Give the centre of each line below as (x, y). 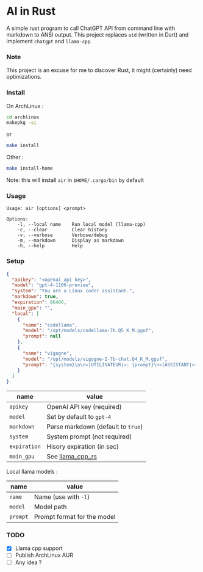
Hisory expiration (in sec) (83, 447)
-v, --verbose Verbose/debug (62, 235)
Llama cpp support (39, 548)
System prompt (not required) (89, 436)
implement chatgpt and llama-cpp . (49, 41)
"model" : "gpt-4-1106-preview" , (53, 285)
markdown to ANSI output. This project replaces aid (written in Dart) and (98, 34)
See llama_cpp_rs (72, 457)
